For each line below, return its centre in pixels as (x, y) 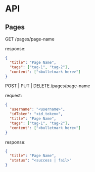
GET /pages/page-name (30, 39)
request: (14, 96)
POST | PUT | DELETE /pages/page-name (48, 86)
